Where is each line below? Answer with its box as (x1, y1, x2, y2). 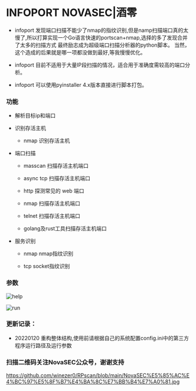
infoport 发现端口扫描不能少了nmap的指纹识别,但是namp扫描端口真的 (14, 27, 184, 34)
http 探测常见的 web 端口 (23, 187, 84, 194)
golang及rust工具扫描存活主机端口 (23, 225, 107, 232)
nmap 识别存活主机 (23, 137, 70, 144)
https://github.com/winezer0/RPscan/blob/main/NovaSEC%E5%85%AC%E (6, 372, 190, 379)
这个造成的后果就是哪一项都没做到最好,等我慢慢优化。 (14, 48, 146, 56)
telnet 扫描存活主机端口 (23, 213, 81, 220)
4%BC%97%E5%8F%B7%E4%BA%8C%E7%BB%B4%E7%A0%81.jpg (6, 378, 180, 385)
